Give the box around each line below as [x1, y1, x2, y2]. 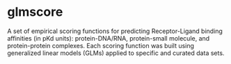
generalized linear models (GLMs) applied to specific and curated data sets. [7, 49, 225, 57]
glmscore [7, 4, 63, 20]
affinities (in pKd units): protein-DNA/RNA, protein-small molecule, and [7, 34, 210, 42]
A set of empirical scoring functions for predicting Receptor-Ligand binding [7, 27, 223, 35]
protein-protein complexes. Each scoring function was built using [7, 41, 195, 50]
